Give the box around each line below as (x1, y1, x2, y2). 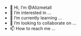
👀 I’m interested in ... (9, 10, 52, 16)
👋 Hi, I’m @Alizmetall (9, 5, 52, 10)
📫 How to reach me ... (9, 26, 55, 31)
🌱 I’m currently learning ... (9, 15, 62, 20)
